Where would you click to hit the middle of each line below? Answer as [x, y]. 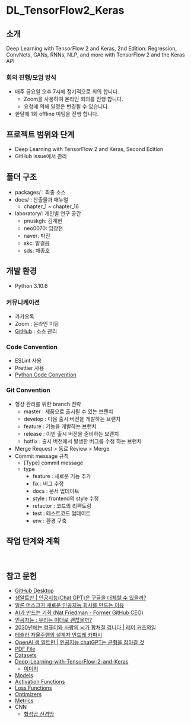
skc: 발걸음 [36, 243]
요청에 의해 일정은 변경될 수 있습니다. [66, 106]
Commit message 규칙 [42, 456]
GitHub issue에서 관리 [41, 156]
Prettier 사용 [29, 368]
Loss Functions [33, 688]
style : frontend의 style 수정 [66, 498]
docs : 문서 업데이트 [56, 491]
